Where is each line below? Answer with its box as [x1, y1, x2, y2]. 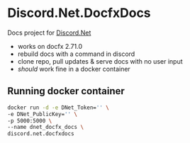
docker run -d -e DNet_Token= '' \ [7, 104, 110, 111]
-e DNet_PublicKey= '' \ [7, 110, 78, 118]
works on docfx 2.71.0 [17, 42, 83, 50]
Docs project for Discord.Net [7, 28, 91, 37]
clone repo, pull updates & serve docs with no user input [17, 57, 183, 65]
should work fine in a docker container [17, 64, 131, 73]
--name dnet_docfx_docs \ [7, 124, 84, 131]
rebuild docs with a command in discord [17, 50, 135, 58]
